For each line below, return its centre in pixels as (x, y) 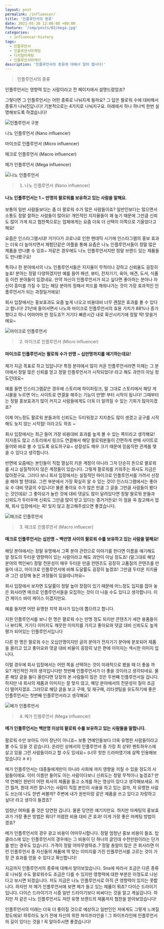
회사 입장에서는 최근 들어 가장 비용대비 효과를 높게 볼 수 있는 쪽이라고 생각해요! (80, 434)
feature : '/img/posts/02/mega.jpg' (41, 28)
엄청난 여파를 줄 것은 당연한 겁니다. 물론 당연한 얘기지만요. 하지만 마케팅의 (75, 810)
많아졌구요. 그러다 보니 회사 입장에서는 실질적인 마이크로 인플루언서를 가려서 (78, 475)
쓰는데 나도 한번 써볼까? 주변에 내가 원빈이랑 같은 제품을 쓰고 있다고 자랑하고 (83, 794)
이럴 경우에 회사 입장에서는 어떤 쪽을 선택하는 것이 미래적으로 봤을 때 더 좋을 (78, 664)
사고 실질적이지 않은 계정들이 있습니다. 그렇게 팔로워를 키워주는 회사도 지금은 (83, 469)
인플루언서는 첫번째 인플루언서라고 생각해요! (47, 695)
